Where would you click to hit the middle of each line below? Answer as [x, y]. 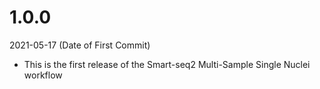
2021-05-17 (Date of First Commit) [80, 45]
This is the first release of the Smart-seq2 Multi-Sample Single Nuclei [167, 64]
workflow [43, 75]
